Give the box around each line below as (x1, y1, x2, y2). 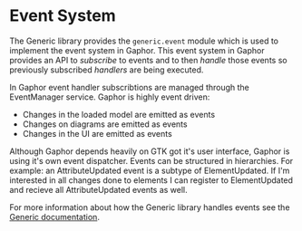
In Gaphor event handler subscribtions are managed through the (9, 82, 249, 92)
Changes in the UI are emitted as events (22, 128, 172, 139)
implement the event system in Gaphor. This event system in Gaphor (9, 44, 265, 55)
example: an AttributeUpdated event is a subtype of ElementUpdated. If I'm (9, 165, 290, 176)
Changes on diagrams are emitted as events (22, 119, 188, 130)
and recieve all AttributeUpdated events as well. (9, 184, 188, 195)
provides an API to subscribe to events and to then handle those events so (9, 54, 287, 65)
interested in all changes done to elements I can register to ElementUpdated (9, 174, 293, 186)
